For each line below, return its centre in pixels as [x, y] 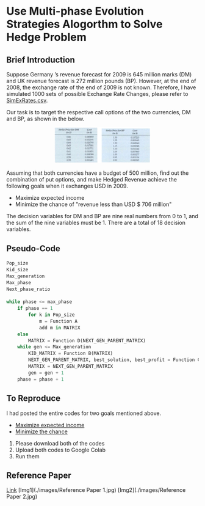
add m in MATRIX [59, 328]
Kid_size [17, 269]
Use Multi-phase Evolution [75, 11]
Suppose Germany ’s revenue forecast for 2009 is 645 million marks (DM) [99, 74]
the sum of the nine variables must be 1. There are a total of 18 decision [96, 223]
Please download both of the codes [60, 443]
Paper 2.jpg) [22, 497]
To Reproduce [34, 398]
